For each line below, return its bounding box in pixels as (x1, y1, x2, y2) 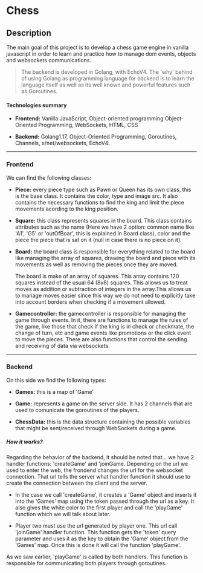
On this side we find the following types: (6, 376, 107, 384)
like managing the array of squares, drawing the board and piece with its (14, 254, 196, 261)
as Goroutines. (21, 88, 58, 94)
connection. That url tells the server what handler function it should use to (6, 473, 191, 480)
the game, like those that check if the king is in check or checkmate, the (14, 323, 195, 330)
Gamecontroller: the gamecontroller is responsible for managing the (14, 310, 186, 317)
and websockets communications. (6, 57, 92, 64)
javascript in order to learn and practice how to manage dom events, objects (6, 50, 196, 57)
